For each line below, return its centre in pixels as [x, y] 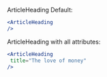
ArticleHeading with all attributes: [54, 42]
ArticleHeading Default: [40, 10]
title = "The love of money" [48, 61]
